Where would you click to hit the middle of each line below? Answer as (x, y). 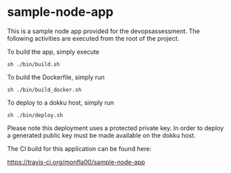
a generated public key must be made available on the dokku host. (102, 135)
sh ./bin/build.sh (33, 64)
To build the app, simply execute (53, 52)
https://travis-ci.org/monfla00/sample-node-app (76, 162)
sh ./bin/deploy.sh (35, 115)
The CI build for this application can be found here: (79, 148)
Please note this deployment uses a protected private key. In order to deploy (115, 128)
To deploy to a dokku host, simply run (61, 102)
